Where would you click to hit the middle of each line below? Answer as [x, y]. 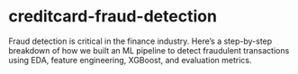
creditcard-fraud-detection [113, 16]
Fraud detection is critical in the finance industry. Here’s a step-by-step [140, 41]
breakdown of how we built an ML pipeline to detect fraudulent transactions [149, 50]
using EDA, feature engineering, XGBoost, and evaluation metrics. [131, 60]
